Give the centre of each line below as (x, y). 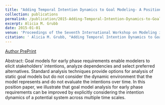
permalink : (16, 19)
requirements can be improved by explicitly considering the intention (74, 92)
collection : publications (31, 14)
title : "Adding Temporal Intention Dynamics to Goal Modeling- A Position (83, 10)
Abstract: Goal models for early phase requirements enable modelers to (78, 61)
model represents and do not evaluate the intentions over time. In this (75, 81)
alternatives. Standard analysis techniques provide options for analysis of (79, 71)
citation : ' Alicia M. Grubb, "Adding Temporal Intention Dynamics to (79, 37)
